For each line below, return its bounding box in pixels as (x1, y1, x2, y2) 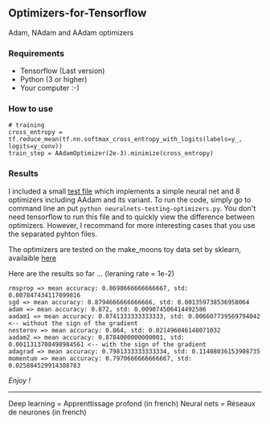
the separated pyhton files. (8, 229, 98, 238)
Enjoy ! (8, 375, 31, 385)
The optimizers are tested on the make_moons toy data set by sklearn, (8, 244, 241, 254)
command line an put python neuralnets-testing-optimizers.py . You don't (8, 203, 256, 213)
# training (8, 121, 45, 129)
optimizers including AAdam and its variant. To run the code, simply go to (8, 194, 252, 204)
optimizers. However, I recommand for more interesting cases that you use (8, 220, 256, 230)
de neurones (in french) (8, 407, 87, 417)
